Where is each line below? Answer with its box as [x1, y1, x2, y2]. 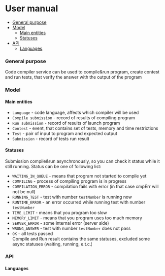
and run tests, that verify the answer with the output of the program [5, 74, 142, 80]
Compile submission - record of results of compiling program [12, 115, 135, 121]
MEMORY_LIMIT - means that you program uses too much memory [12, 215, 142, 221]
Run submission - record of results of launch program [12, 120, 120, 126]
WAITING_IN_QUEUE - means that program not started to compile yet [12, 173, 147, 179]
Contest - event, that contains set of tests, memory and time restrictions [12, 125, 159, 131]
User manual [5, 3, 58, 14]
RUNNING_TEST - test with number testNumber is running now [12, 194, 132, 200]
